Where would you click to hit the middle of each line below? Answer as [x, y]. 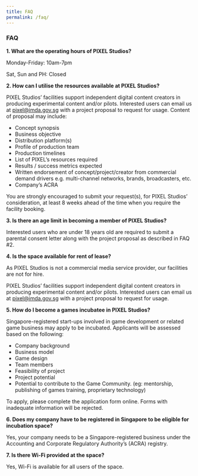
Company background [42, 346]
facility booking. [26, 209]
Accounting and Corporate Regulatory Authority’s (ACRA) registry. [87, 443]
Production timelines [40, 153]
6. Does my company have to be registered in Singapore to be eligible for [98, 419]
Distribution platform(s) [43, 140]
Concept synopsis [37, 127]
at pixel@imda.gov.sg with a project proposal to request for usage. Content [98, 110]
